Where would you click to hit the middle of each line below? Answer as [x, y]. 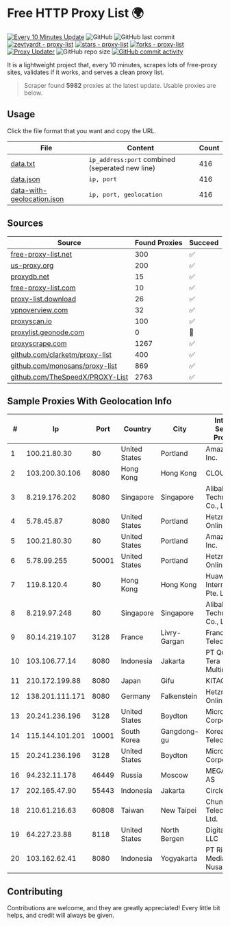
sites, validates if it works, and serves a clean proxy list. [86, 72]
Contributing [35, 891]
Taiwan [132, 811]
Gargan [172, 641]
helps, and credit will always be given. [61, 915]
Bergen [172, 839]
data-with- [29, 190]
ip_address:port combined [132, 159]
